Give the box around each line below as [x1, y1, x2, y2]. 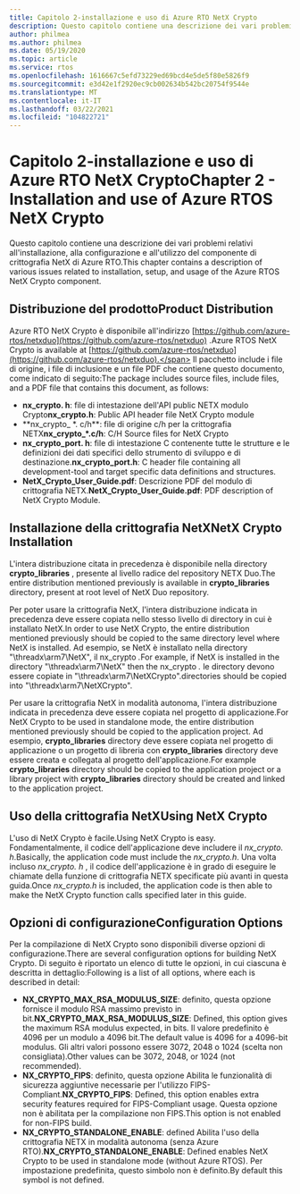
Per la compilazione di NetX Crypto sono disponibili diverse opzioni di [9, 939, 266, 950]
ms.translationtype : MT [9, 88, 98, 97]
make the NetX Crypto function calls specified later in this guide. [9, 889, 247, 900]
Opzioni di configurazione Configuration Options [9, 915, 284, 930]
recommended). [21, 1061, 82, 1072]
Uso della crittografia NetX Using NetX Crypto [9, 809, 268, 824]
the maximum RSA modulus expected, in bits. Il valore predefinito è [21, 1022, 270, 1033]
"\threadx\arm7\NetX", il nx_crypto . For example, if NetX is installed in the [9, 652, 279, 662]
